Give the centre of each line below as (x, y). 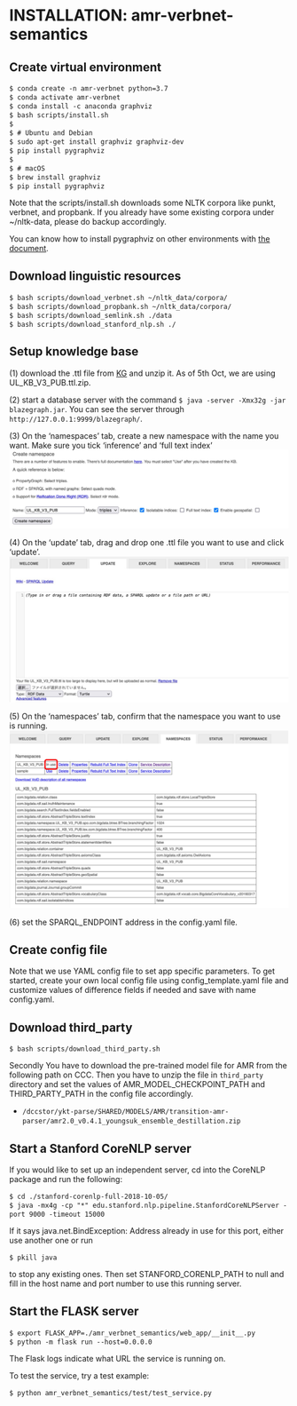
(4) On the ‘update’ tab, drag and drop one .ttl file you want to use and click (147, 542)
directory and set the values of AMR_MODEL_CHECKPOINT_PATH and (137, 1084)
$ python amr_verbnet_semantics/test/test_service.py (111, 1393)
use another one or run (51, 1241)
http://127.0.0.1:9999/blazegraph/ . (76, 418)
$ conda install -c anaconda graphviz (81, 107)
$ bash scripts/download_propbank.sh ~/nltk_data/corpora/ (121, 306)
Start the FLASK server (74, 1311)
